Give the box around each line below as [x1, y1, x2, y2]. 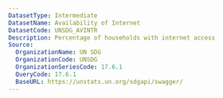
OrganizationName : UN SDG [15, 48, 102, 56]
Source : [8, 41, 34, 49]
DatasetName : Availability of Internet [8, 19, 141, 27]
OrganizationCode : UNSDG [15, 56, 98, 64]
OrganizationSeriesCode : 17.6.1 [15, 63, 123, 71]
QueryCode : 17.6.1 [15, 70, 77, 78]
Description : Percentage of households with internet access [8, 33, 216, 42]
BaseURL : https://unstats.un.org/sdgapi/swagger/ [15, 77, 183, 85]
